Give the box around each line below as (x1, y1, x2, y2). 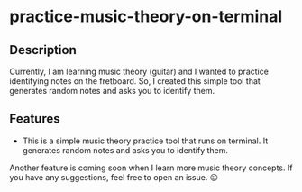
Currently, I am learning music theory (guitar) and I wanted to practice (9, 66, 269, 77)
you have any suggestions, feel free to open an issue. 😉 (9, 171, 219, 182)
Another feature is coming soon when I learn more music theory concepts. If (9, 162, 293, 173)
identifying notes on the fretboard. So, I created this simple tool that (9, 76, 261, 87)
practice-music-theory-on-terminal (9, 6, 282, 27)
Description (9, 42, 77, 58)
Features (9, 111, 60, 127)
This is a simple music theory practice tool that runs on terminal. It (22, 135, 269, 146)
